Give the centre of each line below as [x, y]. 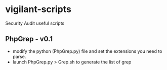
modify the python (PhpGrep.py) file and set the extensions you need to [87, 51]
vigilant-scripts [38, 9]
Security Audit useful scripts [35, 23]
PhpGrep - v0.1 [29, 39]
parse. [19, 56]
